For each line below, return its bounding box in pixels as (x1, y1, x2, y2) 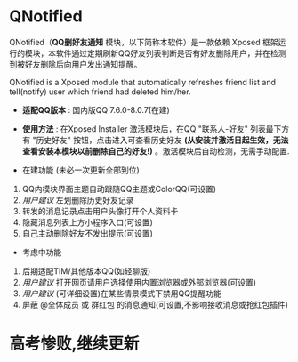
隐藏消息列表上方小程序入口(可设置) (21, 216, 154, 228)
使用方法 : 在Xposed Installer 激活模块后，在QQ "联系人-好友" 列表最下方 (21, 123, 290, 134)
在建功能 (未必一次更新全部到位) (21, 165, 140, 175)
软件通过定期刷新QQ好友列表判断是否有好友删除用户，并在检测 (55, 47, 286, 59)
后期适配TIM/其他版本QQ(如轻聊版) (21, 265, 151, 277)
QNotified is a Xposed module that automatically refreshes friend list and (9, 76, 276, 87)
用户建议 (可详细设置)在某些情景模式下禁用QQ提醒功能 (21, 287, 222, 299)
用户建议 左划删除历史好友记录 (21, 194, 134, 205)
